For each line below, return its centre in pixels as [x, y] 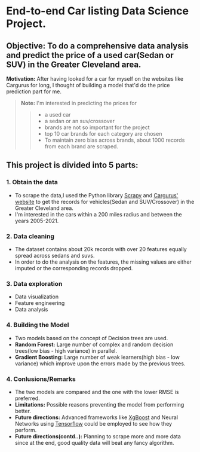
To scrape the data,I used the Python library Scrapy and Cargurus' [96, 195]
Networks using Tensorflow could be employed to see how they [93, 423]
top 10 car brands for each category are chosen [103, 134]
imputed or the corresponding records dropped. [74, 268]
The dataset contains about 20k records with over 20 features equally [101, 249]
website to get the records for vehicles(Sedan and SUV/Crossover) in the [104, 201]
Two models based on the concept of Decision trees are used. [91, 338]
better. [23, 411]
